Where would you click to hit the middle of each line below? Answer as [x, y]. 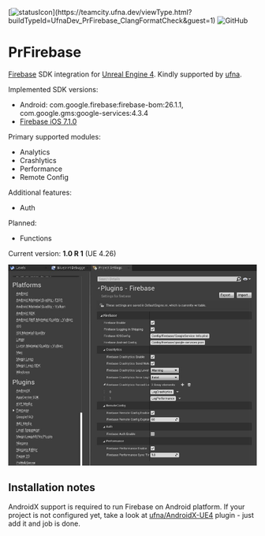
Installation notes [52, 488]
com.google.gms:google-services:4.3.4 [84, 113]
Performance [41, 169]
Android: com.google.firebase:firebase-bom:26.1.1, [101, 104]
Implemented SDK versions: [53, 89]
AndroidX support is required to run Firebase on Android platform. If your [127, 506]
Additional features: [40, 192]
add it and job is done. [44, 523]
